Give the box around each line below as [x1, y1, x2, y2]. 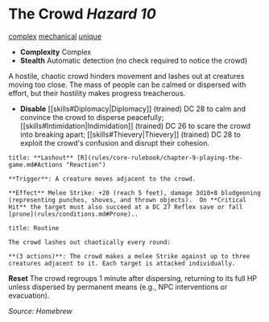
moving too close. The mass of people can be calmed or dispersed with [8, 80, 246, 89]
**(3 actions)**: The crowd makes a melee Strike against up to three [8, 252, 250, 260]
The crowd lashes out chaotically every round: [8, 238, 172, 246]
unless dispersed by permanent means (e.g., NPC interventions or [8, 282, 228, 291]
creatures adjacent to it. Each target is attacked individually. [8, 259, 236, 267]
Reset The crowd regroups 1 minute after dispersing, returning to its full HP [8, 273, 258, 283]
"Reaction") [65, 160, 106, 169]
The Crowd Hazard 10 [8, 5, 157, 23]
